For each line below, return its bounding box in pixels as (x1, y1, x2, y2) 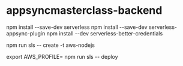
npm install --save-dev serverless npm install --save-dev (6, 23, 148, 31)
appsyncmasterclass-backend (6, 4, 163, 17)
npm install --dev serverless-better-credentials (46, 29, 163, 37)
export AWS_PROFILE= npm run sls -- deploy (6, 53, 118, 60)
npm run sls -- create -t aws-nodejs (6, 41, 95, 49)
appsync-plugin (6, 29, 46, 37)
